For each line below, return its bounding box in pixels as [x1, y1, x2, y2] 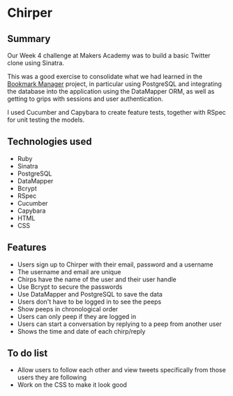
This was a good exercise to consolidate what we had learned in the [7, 72, 203, 80]
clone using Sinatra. [7, 59, 65, 67]
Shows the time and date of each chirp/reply [17, 327, 146, 335]
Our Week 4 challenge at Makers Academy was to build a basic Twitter [7, 51, 211, 59]
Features [7, 241, 47, 253]
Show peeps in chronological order [17, 304, 119, 313]
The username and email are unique [17, 267, 121, 276]
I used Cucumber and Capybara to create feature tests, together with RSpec [7, 108, 227, 116]
